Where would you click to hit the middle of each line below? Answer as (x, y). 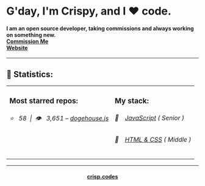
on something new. (31, 35)
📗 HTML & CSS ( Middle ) (153, 140)
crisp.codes (103, 176)
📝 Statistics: (30, 74)
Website (17, 47)
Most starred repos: (44, 101)
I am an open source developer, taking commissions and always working (100, 28)
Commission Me (27, 41)
